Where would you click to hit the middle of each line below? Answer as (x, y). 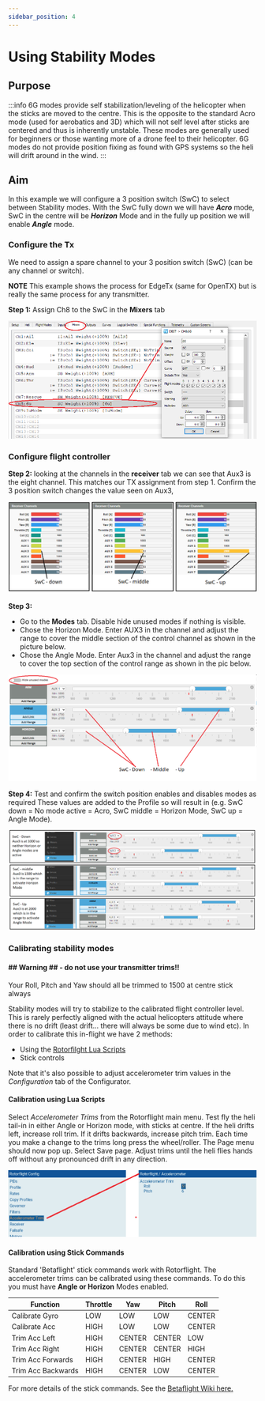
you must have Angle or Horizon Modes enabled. (89, 1287)
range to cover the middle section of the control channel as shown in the (138, 638)
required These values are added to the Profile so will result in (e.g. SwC (126, 802)
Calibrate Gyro (35, 1316)
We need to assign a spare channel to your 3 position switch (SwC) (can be (131, 262)
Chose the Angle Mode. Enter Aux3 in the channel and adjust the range (135, 655)
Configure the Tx (41, 245)
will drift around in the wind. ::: (57, 155)
